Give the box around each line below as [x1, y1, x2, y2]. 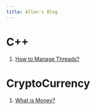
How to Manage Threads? [14, 55, 80, 63]
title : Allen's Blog [6, 9, 59, 15]
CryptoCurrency [6, 77, 91, 90]
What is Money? [14, 97, 56, 104]
